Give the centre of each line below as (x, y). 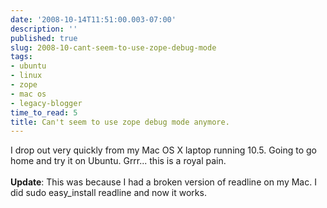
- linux (26, 76)
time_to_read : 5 (44, 112)
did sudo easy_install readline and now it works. (108, 193)
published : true (44, 38)
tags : (21, 57)
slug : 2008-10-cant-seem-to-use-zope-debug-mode (113, 47)
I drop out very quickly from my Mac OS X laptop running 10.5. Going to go (164, 150)
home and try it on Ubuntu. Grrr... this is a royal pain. (118, 161)
